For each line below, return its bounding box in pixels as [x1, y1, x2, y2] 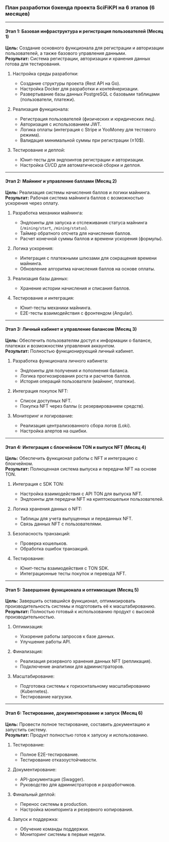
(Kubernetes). [20, 688, 49, 695]
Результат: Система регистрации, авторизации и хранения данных [5, 55, 151, 61]
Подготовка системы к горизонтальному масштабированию [20, 683, 150, 689]
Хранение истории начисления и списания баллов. [20, 285, 131, 291]
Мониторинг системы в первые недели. [20, 831, 106, 837]
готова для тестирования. [5, 61, 61, 67]
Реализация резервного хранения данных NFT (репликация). [20, 658, 152, 665]
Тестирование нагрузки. [20, 694, 73, 700]
